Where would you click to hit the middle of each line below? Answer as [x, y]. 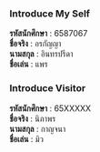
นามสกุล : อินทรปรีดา [41, 54]
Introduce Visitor [48, 88]
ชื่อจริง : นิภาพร [33, 118]
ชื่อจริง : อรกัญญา [35, 44]
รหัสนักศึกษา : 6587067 [49, 34]
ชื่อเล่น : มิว [26, 138]
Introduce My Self [50, 14]
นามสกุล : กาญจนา [38, 128]
